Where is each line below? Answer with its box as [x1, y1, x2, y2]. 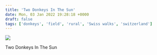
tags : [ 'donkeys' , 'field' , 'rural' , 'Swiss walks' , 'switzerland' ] [5, 21, 152, 26]
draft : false [5, 16, 33, 21]
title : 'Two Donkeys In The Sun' [5, 7, 76, 12]
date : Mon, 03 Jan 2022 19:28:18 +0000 [5, 12, 89, 17]
